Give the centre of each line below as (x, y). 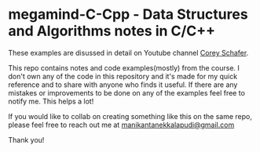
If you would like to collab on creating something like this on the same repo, (130, 116)
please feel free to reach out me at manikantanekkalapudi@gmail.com (121, 125)
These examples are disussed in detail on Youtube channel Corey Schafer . (128, 52)
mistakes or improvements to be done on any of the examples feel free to (127, 92)
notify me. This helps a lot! (51, 101)
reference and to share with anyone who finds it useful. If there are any (123, 85)
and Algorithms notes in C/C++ (112, 31)
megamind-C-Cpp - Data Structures (128, 14)
